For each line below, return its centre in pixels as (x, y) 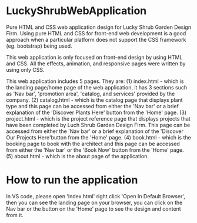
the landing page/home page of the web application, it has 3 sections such (97, 87)
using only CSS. (26, 69)
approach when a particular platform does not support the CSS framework (96, 39)
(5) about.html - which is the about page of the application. (77, 156)
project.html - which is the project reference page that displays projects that (98, 118)
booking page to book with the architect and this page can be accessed (93, 144)
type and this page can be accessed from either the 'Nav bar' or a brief (93, 106)
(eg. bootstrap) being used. (39, 46)
